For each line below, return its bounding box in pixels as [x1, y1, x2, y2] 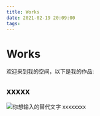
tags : [6, 20, 20, 26]
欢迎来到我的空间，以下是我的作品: [6, 68, 94, 75]
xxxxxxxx [62, 103, 87, 110]
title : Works [6, 9, 40, 15]
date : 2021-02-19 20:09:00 [6, 15, 75, 21]
